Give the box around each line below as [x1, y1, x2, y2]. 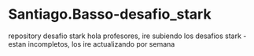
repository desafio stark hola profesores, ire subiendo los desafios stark [8, 31, 242, 40]
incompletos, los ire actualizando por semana [28, 39, 175, 48]
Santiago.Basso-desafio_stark [8, 5, 212, 23]
